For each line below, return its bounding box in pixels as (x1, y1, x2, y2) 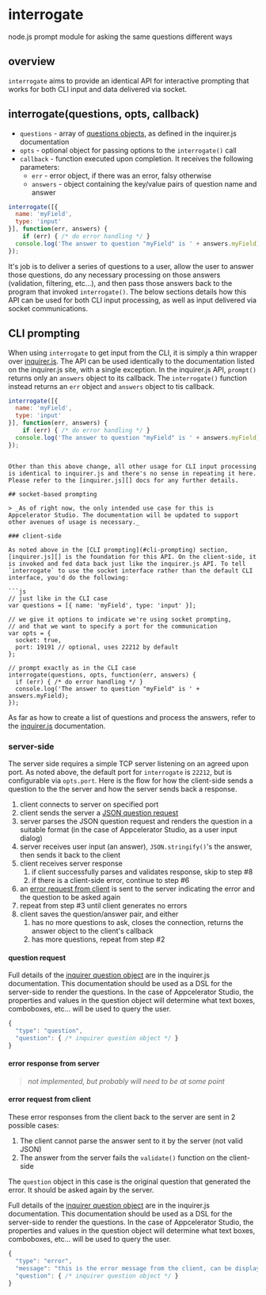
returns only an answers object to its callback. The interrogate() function (8, 373, 247, 383)
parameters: (19, 162, 60, 172)
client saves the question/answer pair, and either (19, 909, 179, 919)
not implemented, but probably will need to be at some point (27, 1076, 226, 1085)
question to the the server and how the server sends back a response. (8, 784, 237, 793)
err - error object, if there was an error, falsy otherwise (31, 171, 212, 180)
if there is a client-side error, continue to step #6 (31, 875, 190, 885)
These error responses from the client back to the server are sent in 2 (8, 1112, 236, 1122)
